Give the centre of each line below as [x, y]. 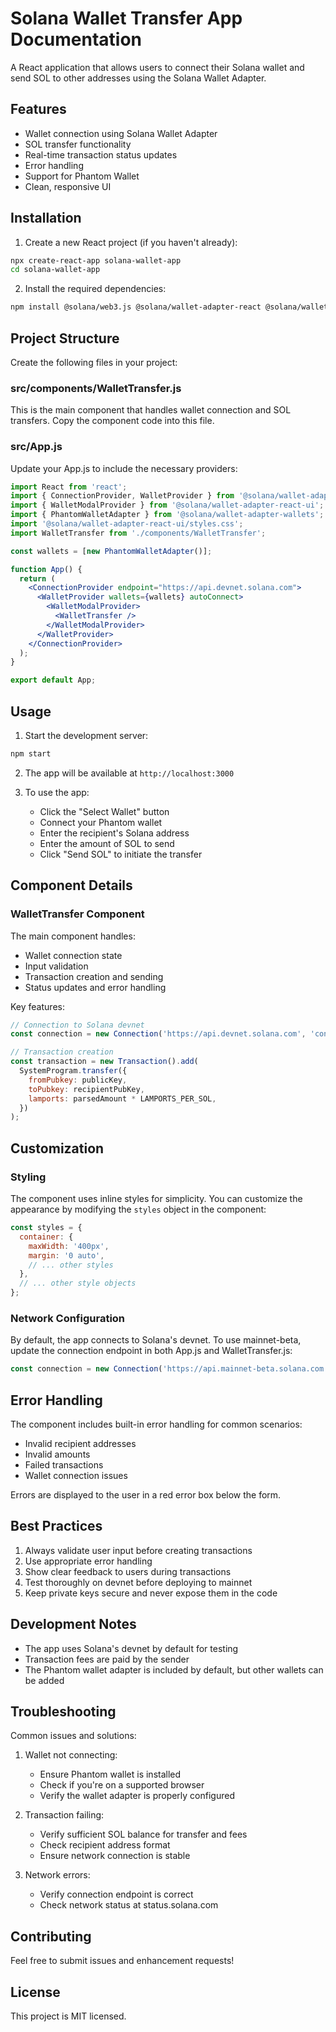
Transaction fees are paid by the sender [107, 1659]
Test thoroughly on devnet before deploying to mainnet [138, 1582]
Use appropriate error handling [88, 1561]
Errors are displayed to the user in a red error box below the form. [146, 1495]
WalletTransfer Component [77, 914]
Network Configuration [68, 1318]
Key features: [37, 1006]
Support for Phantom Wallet [82, 176]
